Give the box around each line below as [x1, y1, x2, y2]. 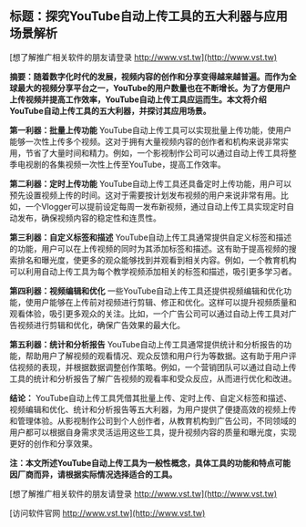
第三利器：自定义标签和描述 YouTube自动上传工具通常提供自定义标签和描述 [9, 232, 292, 243]
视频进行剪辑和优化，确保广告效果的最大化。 [16, 319, 185, 330]
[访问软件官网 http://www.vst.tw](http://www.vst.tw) [9, 507, 206, 518]
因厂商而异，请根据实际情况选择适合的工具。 [9, 469, 178, 480]
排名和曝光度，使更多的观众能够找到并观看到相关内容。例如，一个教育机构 [16, 254, 297, 265]
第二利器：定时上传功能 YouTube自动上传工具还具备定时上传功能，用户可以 [9, 178, 292, 189]
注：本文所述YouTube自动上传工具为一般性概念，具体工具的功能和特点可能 [9, 457, 291, 468]
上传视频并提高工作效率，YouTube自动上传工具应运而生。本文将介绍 [9, 94, 267, 105]
